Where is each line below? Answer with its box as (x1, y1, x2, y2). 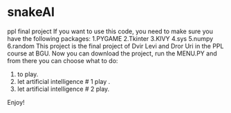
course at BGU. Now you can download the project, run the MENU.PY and (7, 49, 218, 58)
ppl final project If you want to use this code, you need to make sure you (7, 27, 213, 35)
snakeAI (7, 4, 55, 20)
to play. (17, 70, 39, 78)
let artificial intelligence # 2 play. (17, 85, 110, 93)
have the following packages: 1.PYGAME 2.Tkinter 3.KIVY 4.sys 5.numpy (7, 34, 214, 42)
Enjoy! (7, 98, 26, 106)
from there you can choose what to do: (7, 56, 118, 64)
